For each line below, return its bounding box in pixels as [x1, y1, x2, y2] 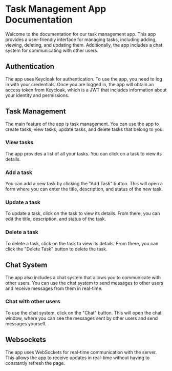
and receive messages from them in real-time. [5, 285, 103, 291]
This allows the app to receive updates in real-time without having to [5, 355, 150, 361]
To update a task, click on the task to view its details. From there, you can [5, 210, 160, 217]
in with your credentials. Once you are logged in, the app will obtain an [5, 81, 154, 87]
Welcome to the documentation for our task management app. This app [5, 31, 156, 37]
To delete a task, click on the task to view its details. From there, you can [5, 240, 159, 246]
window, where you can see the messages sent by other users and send [5, 315, 158, 321]
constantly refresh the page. [5, 360, 66, 366]
